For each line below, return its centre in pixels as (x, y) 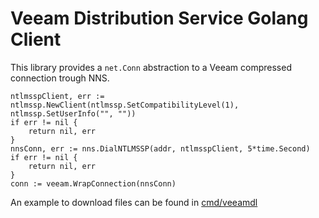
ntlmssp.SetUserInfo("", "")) (73, 113)
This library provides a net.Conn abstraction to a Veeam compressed (151, 67)
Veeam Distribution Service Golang (159, 18)
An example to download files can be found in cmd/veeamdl (134, 202)
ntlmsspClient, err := (57, 96)
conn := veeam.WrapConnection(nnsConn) (93, 183)
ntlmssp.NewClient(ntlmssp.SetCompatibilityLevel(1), (125, 105)
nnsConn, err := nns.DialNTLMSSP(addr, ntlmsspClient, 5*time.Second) (160, 148)
